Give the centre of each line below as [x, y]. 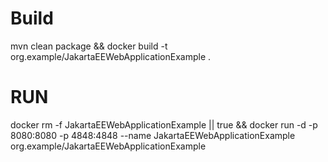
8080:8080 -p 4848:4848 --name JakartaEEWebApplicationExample [153, 135]
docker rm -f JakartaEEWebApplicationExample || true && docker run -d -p [164, 124]
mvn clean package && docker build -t [89, 46]
